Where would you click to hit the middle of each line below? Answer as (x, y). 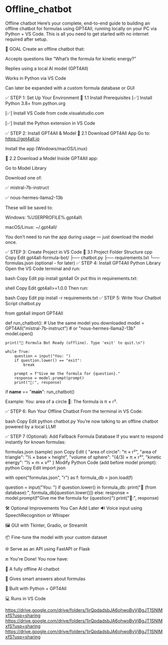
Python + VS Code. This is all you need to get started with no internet (77, 34)
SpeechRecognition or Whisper (37, 515)
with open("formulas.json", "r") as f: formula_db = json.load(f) (69, 477)
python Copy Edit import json (35, 468)
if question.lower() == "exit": (48, 360)
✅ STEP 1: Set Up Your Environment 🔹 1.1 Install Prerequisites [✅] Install (79, 98)
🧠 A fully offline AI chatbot (32, 569)
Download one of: (24, 177)
